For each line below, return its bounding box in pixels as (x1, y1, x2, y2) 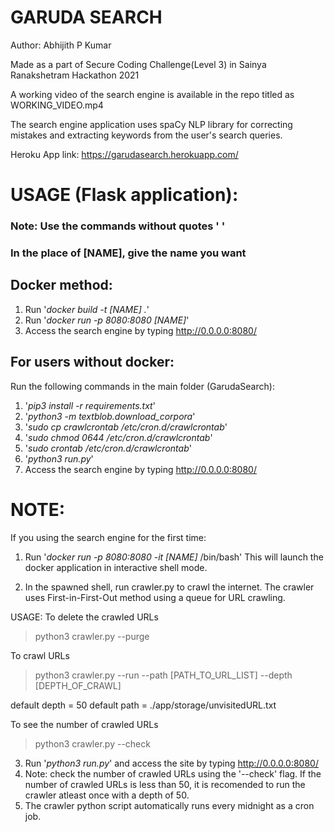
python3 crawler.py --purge (34, 630, 150, 642)
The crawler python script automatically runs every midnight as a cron (24, 799, 315, 811)
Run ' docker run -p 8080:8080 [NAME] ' (24, 314, 190, 326)
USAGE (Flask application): (10, 184, 239, 206)
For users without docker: (10, 354, 175, 371)
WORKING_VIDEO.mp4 (10, 99, 104, 111)
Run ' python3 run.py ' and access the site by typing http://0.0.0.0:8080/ (24, 757, 319, 769)
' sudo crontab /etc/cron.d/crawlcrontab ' (24, 442, 192, 454)
